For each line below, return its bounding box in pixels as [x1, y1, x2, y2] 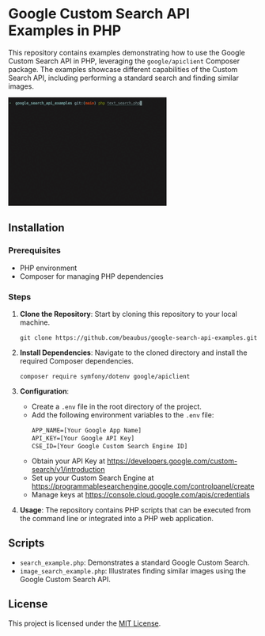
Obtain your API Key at [31, 456, 105, 466]
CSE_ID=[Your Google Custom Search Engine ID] [31, 442, 188, 450]
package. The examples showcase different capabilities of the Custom [8, 64, 238, 74]
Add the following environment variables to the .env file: [31, 409, 214, 420]
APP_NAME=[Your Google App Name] [31, 426, 142, 434]
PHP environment [19, 263, 78, 272]
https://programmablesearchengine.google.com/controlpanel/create [31, 481, 255, 491]
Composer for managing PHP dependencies [19, 271, 164, 281]
